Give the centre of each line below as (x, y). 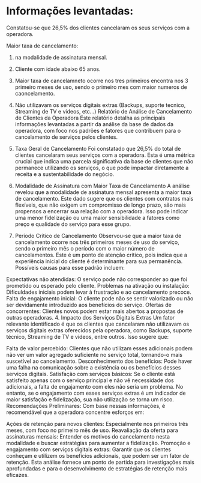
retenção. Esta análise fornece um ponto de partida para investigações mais (100, 462)
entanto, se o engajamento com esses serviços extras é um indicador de (96, 393)
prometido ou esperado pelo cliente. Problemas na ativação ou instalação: (98, 285)
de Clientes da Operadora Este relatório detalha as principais (90, 118)
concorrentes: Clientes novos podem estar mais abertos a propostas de (95, 311)
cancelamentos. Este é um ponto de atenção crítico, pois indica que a (101, 255)
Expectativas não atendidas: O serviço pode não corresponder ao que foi (97, 279)
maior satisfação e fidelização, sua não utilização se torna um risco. (90, 399)
